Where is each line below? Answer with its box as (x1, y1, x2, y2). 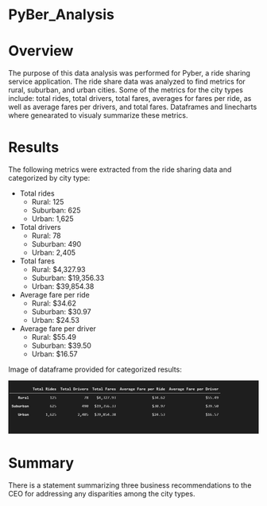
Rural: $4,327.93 (31, 265, 86, 274)
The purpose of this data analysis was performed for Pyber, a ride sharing (8, 68, 250, 78)
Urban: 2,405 (31, 248, 76, 258)
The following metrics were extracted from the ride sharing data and (8, 165, 232, 174)
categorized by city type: (8, 173, 91, 183)
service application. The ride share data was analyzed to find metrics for (8, 77, 246, 87)
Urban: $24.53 (31, 316, 79, 325)
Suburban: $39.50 (31, 341, 91, 351)
